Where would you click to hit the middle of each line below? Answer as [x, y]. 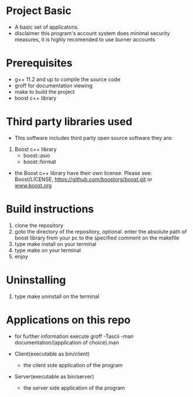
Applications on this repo [68, 320]
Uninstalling [36, 280]
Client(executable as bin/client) [52, 354]
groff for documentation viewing [53, 85]
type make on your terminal [48, 250]
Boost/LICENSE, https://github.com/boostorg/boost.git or [83, 179]
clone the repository [39, 225]
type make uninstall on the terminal [57, 296]
